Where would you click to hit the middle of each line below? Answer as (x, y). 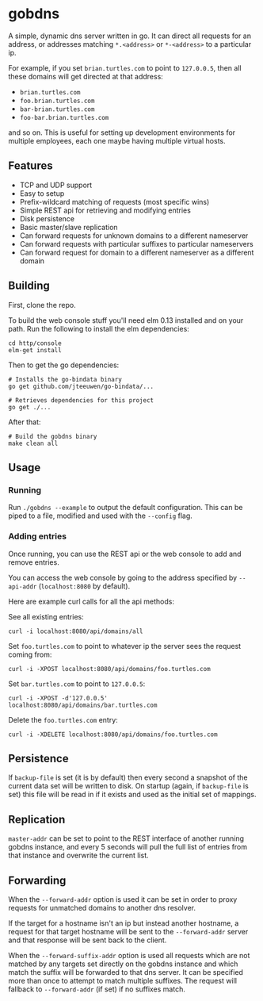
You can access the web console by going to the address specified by (123, 577)
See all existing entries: (46, 616)
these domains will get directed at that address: (86, 76)
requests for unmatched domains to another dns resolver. (102, 907)
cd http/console (35, 343)
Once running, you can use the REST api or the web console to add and (125, 554)
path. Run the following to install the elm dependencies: (99, 328)
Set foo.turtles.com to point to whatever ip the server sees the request (125, 646)
